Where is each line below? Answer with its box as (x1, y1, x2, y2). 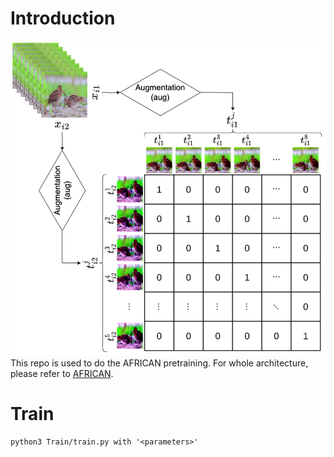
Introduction (10, 7, 116, 30)
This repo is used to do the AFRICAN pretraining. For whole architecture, (10, 357, 309, 369)
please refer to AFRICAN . (10, 367, 114, 379)
